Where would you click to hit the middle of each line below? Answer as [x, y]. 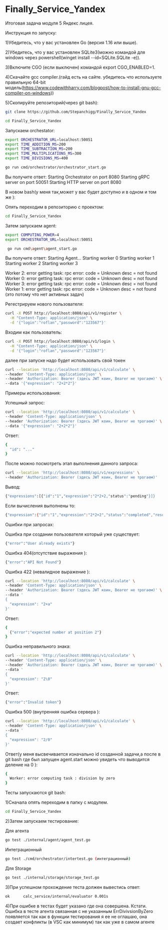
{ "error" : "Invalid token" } [33, 703]
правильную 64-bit [25, 82]
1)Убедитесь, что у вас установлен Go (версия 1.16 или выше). [71, 42]
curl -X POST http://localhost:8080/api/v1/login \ [60, 342]
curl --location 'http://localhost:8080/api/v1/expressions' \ [72, 473]
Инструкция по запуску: [31, 33]
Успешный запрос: [25, 403]
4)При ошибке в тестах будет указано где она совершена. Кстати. [76, 906]
